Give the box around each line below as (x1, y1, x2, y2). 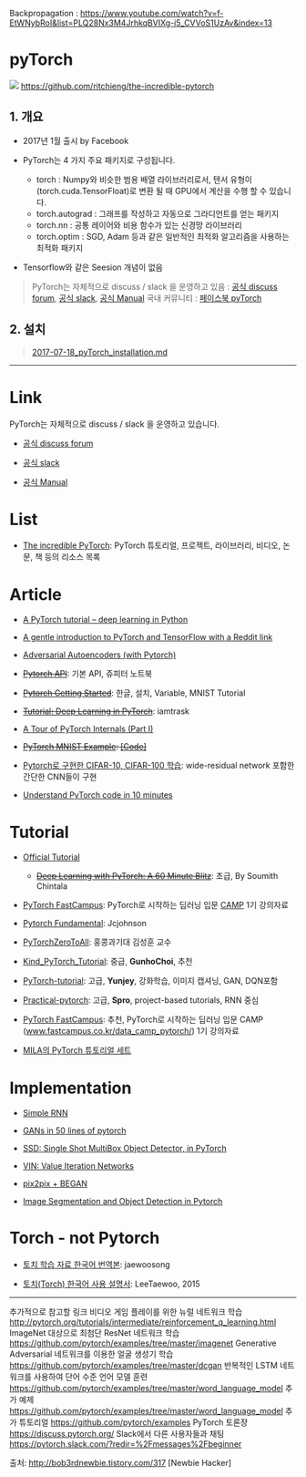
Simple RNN (22, 1108, 68, 1119)
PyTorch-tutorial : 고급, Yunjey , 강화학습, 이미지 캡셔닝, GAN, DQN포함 (22, 976, 279, 986)
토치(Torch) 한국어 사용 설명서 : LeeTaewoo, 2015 (22, 1278, 200, 1289)
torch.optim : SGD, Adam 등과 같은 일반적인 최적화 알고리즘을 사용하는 (36, 231, 290, 242)
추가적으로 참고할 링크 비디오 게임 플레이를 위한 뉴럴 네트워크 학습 (9, 1307, 243, 1317)
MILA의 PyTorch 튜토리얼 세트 (22, 1045, 132, 1056)
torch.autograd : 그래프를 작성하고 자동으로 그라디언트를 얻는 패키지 (36, 208, 280, 219)
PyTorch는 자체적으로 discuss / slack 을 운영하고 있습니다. (9, 418, 220, 429)
